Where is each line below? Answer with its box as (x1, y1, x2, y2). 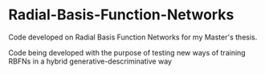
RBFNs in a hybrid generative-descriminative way (8, 56, 173, 66)
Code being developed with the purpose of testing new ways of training (8, 47, 247, 57)
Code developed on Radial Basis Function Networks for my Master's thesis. (8, 32, 258, 42)
